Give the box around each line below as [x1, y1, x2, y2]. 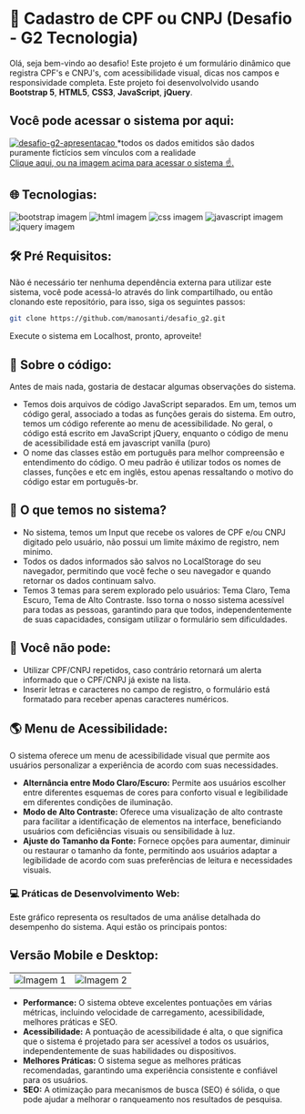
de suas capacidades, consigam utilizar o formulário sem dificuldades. [22, 614, 289, 625]
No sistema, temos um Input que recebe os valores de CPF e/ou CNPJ [22, 526, 286, 537]
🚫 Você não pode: [9, 640, 111, 656]
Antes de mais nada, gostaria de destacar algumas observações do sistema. [9, 382, 296, 393]
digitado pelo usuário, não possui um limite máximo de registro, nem [22, 537, 280, 547]
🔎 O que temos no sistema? [9, 503, 167, 518]
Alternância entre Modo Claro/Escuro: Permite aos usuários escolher [22, 777, 287, 788]
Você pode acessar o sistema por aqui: [9, 113, 235, 128]
